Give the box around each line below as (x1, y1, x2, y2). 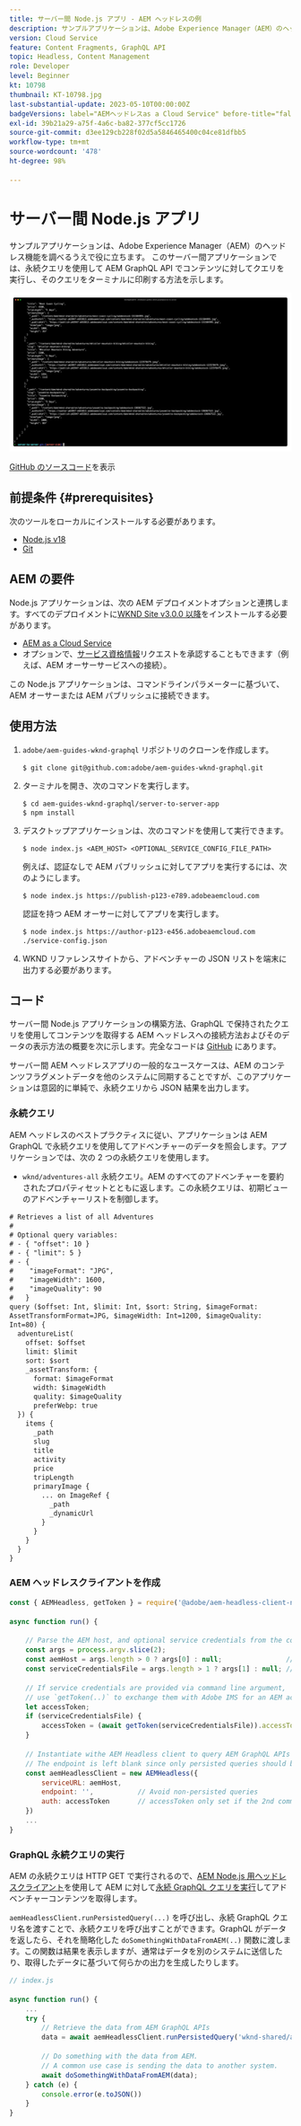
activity (32, 1455, 66, 1464)
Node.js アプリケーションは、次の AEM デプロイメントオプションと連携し (9, 597, 281, 608)
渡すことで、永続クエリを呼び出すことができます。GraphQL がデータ (32, 1923, 287, 1935)
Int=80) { (9, 1320, 47, 1329)
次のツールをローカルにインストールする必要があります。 (9, 516, 221, 526)
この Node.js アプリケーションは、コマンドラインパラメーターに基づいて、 (9, 678, 285, 689)
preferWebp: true (32, 1401, 99, 1410)
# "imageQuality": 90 (9, 1284, 102, 1293)
